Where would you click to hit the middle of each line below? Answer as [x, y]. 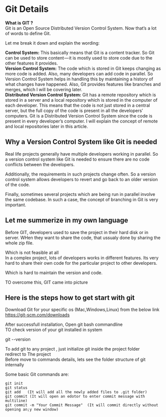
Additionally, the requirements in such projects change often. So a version [81, 174]
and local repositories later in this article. [47, 126]
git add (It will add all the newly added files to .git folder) [76, 392]
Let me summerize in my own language [67, 220]
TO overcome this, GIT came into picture [47, 282]
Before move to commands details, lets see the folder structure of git [75, 359]
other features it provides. [31, 63]
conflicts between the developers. [40, 164]
